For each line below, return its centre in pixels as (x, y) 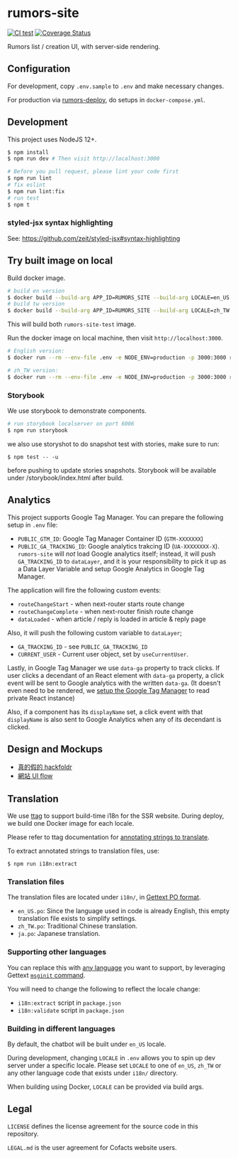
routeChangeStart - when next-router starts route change (101, 604)
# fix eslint (27, 185)
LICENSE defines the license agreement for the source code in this (103, 1126)
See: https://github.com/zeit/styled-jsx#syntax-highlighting (94, 238)
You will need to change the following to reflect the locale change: (104, 988)
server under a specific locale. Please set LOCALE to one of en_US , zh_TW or (114, 1066)
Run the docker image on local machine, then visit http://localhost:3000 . (115, 338)
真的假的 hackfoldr (45, 767)
